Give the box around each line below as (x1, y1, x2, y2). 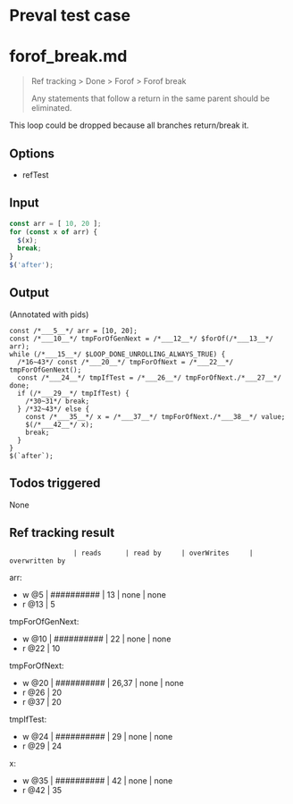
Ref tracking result (9, 525, 115, 540)
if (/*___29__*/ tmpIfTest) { (17, 389, 130, 398)
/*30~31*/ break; (25, 397, 90, 406)
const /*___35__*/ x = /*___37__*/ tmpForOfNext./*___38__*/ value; (25, 412, 286, 421)
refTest (21, 169, 49, 180)
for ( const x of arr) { (9, 227, 98, 237)
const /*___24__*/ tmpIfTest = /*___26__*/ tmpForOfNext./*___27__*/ (17, 373, 281, 382)
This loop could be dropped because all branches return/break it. (9, 120, 249, 130)
